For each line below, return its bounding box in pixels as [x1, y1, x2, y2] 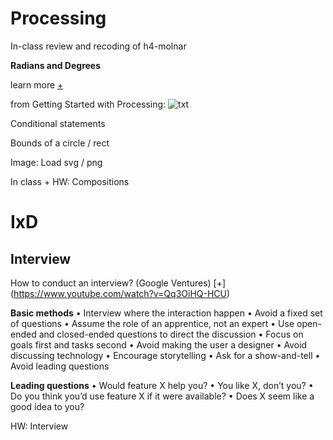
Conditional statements [10, 117, 106, 129]
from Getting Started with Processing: [10, 98, 167, 110]
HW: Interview [10, 420, 69, 432]
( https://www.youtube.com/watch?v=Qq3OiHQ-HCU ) [10, 287, 231, 299]
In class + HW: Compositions [10, 175, 130, 187]
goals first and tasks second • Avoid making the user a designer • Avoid [10, 338, 308, 351]
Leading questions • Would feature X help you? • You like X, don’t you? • [10, 379, 314, 391]
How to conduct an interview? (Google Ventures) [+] [10, 277, 227, 289]
